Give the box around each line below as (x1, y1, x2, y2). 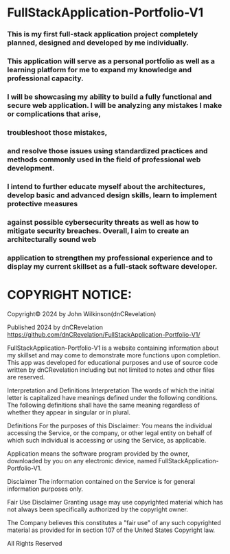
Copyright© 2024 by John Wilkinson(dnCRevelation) (7, 309, 157, 318)
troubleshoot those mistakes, (7, 127, 108, 137)
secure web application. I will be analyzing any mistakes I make (7, 100, 222, 110)
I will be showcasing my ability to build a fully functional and (7, 91, 212, 101)
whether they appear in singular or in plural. (7, 408, 131, 417)
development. (7, 163, 55, 173)
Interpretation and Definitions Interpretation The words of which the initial (7, 386, 215, 395)
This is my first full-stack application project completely (7, 30, 198, 39)
